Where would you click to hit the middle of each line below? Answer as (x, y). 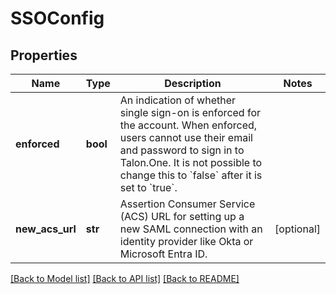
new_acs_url (46, 229)
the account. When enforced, (188, 125)
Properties (44, 55)
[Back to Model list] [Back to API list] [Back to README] (125, 278)
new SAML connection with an (191, 229)
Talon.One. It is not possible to (191, 162)
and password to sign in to (182, 150)
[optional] (297, 229)
